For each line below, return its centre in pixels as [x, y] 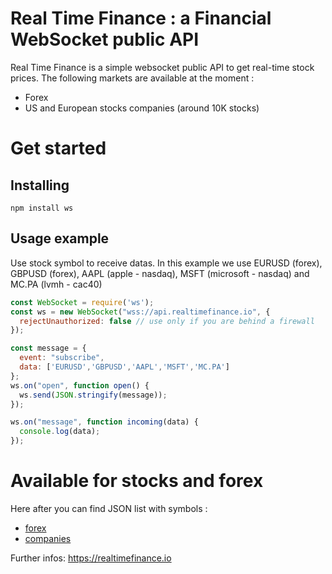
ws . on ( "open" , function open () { [80, 385]
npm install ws [42, 208]
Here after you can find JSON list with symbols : [109, 508]
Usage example [60, 238]
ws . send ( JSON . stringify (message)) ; [93, 395]
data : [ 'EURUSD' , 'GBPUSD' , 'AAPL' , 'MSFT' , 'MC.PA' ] [124, 367]
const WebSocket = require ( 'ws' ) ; [82, 302]
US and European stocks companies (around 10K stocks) [142, 108]
